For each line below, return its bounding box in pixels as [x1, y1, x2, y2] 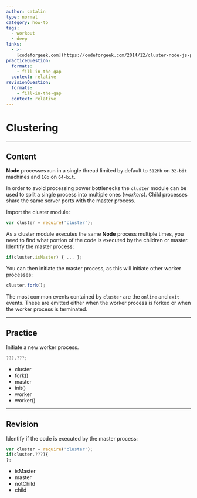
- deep [11, 36, 28, 42]
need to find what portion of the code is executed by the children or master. [6, 237, 189, 244]
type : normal [6, 14, 38, 20]
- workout [11, 31, 35, 36]
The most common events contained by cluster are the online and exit [6, 293, 180, 300]
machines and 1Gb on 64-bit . [6, 174, 76, 181]
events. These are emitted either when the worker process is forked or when [6, 300, 191, 306]
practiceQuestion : [6, 57, 51, 63]
